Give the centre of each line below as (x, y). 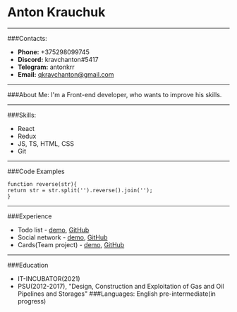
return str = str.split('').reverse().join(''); (80, 190)
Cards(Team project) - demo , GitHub (71, 244)
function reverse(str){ (42, 184)
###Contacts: (27, 38)
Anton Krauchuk (56, 12)
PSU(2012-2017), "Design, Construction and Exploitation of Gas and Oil (121, 286)
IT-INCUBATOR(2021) (49, 278)
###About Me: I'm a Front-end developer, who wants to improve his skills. (115, 94)
